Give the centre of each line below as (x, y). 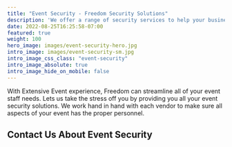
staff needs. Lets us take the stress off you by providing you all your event (113, 98)
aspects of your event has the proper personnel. (76, 113)
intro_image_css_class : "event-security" (68, 59)
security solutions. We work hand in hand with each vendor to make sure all (115, 106)
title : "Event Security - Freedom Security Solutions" (88, 13)
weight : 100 (24, 39)
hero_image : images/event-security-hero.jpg (72, 46)
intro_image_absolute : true (48, 65)
